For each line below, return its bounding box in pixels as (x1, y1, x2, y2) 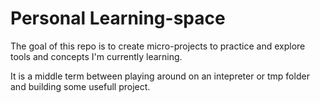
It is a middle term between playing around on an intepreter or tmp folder (10, 70, 310, 82)
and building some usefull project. (10, 80, 151, 92)
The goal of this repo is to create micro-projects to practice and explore (10, 40, 306, 52)
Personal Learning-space (10, 7, 226, 30)
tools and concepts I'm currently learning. (10, 50, 183, 62)
